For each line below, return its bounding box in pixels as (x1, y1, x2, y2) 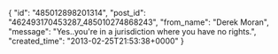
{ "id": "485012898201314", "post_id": (8, 8, 147, 18)
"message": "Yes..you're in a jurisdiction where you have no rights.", (8, 27, 257, 36)
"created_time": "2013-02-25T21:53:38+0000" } (8, 35, 185, 46)
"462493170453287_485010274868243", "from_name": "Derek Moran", (8, 17, 269, 27)
